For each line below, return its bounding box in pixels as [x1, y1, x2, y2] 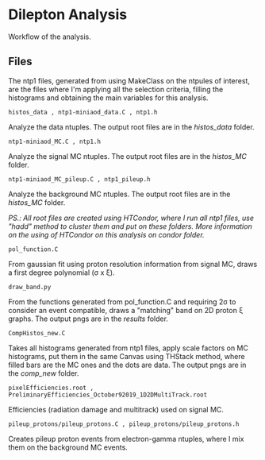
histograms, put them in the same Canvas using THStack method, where [8, 351, 245, 361]
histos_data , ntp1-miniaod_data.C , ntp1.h [8, 108, 158, 116]
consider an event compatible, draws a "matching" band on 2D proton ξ [8, 305, 244, 315]
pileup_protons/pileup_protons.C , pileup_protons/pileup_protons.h [8, 419, 240, 428]
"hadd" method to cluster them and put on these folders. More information [8, 221, 252, 231]
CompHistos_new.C [8, 329, 66, 337]
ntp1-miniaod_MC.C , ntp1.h [8, 137, 102, 145]
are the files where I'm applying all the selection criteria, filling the [8, 84, 224, 94]
